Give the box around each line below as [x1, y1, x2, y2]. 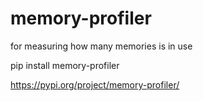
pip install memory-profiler [10, 59, 120, 71]
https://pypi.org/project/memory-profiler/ [10, 78, 180, 91]
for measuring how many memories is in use [10, 40, 193, 52]
